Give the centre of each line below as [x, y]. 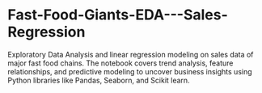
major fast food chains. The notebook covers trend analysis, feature [120, 63]
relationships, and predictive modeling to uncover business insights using [130, 71]
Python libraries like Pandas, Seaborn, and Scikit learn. [99, 80]
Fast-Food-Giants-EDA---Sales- [118, 15]
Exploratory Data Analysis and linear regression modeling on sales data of [131, 54]
